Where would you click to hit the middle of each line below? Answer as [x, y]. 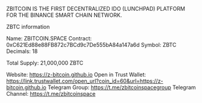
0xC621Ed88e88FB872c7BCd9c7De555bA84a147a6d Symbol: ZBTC [91, 45]
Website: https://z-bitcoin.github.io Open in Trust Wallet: [76, 74]
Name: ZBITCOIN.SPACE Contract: [49, 38]
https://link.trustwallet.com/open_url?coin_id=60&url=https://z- [85, 81]
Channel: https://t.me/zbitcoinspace [51, 94]
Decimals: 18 [22, 51]
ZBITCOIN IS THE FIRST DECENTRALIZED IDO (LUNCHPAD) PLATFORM [96, 9]
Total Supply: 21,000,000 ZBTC [45, 63]
